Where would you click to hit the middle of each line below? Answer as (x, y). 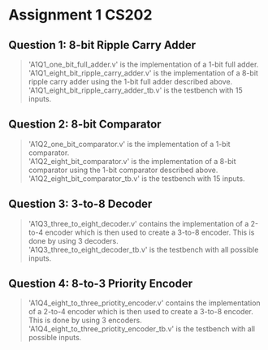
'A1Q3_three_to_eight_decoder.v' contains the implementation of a (138, 223)
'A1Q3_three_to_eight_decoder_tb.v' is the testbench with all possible (143, 249)
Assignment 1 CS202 (80, 15)
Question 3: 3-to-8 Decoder (80, 204)
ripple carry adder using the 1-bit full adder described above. (130, 82)
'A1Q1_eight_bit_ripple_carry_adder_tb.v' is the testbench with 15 (135, 90)
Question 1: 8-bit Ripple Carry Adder (102, 45)
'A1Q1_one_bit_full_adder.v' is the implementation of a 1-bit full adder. (143, 64)
